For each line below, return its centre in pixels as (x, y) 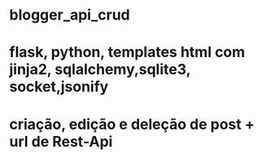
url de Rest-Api (61, 141)
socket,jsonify (59, 87)
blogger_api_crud (70, 15)
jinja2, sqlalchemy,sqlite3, (100, 70)
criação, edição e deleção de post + (132, 124)
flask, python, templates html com (127, 53)
